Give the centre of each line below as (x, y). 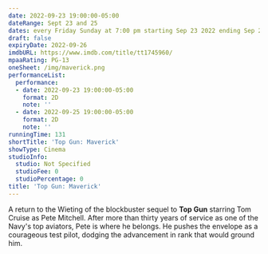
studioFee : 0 (37, 172)
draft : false (30, 38)
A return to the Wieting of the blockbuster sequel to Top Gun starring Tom (130, 209)
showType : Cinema (37, 149)
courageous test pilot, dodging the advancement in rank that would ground (132, 234)
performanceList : (37, 75)
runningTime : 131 (37, 134)
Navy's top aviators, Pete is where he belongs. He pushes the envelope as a (133, 226)
